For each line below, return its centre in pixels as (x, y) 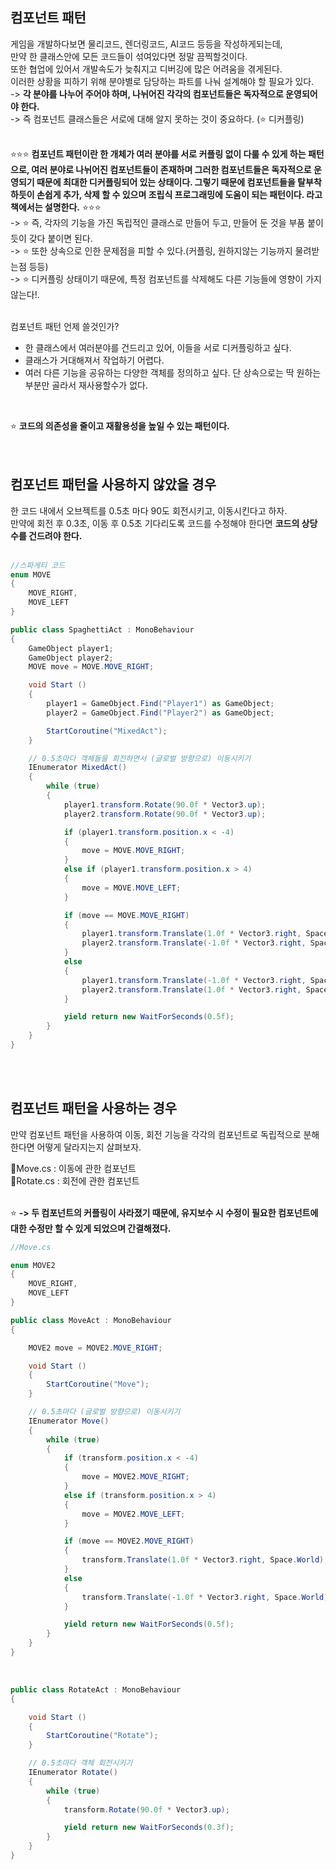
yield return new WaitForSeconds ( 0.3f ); (149, 1828)
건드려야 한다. (55, 535)
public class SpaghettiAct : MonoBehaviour (102, 629)
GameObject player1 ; (71, 648)
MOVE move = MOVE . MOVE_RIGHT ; (91, 667)
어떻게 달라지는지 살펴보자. (89, 1147)
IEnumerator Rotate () (73, 1773)
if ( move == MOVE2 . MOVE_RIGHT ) (129, 1541)
